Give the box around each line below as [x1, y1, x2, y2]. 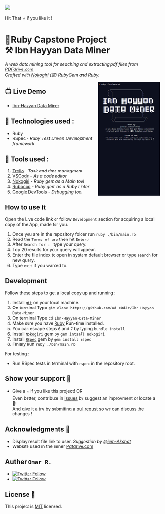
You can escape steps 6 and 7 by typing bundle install [12, 326, 125, 331]
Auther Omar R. [5, 458, 52, 466]
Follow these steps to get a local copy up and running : [5, 290, 116, 296]
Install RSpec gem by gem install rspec [12, 336, 92, 342]
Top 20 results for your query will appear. [12, 247, 96, 253]
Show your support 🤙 [5, 375, 71, 383]
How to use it [5, 203, 46, 211]
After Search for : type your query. [12, 241, 87, 247]
